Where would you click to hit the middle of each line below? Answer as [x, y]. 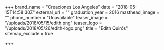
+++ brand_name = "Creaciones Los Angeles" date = [60, 7]
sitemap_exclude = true [29, 33]
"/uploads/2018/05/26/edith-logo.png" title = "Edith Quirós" [67, 28]
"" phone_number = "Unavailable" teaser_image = [57, 18]
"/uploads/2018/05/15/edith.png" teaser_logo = [54, 23]
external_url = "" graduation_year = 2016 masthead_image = [98, 12]
